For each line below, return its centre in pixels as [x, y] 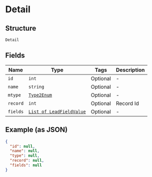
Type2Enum [40, 95]
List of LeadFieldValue [57, 111]
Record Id [128, 103]
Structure [21, 28]
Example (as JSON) [36, 130]
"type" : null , [25, 156]
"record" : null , [27, 161]
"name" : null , [25, 151]
